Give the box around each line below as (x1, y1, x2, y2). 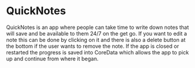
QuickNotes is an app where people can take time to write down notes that (6, 24, 189, 31)
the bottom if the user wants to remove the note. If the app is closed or (6, 43, 180, 50)
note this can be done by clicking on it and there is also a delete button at (6, 36, 186, 43)
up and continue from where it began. (6, 55, 99, 62)
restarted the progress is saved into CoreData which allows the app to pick (6, 48, 189, 56)
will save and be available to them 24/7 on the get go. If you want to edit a (6, 30, 187, 37)
